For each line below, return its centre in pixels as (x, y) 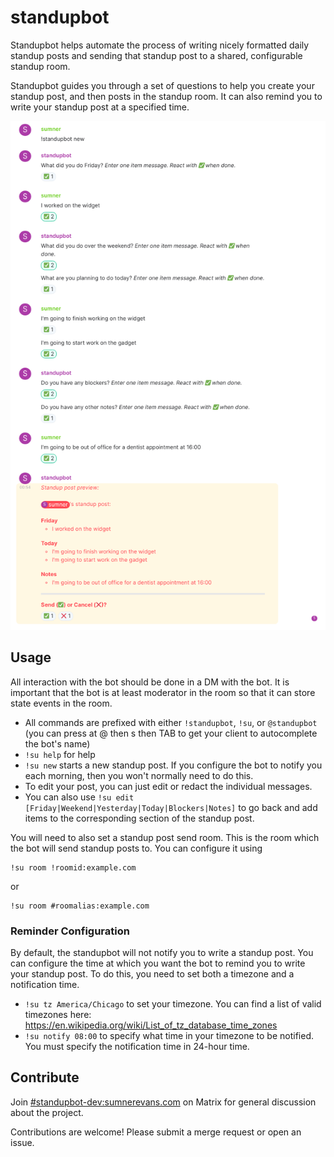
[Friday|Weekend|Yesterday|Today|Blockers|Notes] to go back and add (171, 807)
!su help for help (60, 754)
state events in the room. (61, 703)
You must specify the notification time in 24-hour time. (137, 1047)
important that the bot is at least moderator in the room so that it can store (163, 692)
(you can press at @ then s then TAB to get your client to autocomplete (171, 733)
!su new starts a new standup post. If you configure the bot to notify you (173, 765)
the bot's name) (57, 743)
